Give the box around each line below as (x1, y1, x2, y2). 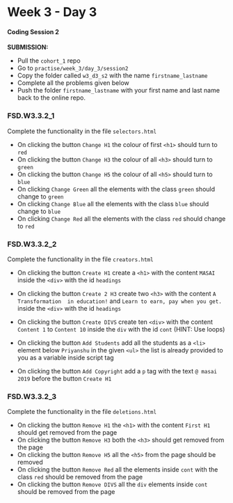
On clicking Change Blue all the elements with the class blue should (17, 199, 209, 208)
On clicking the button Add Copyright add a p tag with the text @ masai (17, 366, 218, 375)
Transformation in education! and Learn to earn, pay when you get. (17, 297, 223, 305)
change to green (17, 192, 64, 201)
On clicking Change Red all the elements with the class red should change (17, 214, 226, 223)
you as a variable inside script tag (17, 353, 114, 362)
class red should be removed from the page (17, 473, 143, 481)
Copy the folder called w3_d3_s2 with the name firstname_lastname (17, 71, 208, 80)
